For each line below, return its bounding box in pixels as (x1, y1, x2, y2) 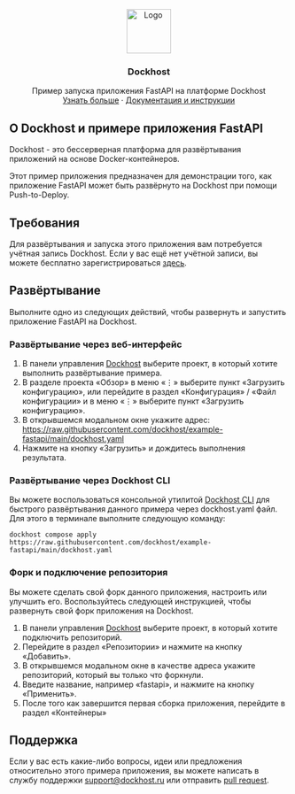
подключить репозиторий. (21, 632, 122, 643)
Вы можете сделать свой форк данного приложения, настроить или (9, 586, 268, 597)
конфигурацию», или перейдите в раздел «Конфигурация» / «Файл (21, 387, 276, 397)
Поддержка (9, 733, 78, 748)
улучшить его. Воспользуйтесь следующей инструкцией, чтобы (9, 596, 252, 606)
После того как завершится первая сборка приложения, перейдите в (21, 698, 286, 708)
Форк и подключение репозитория (9, 567, 168, 579)
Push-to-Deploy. (9, 189, 70, 200)
